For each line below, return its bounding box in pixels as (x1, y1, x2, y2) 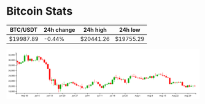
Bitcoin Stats (6, 4, 73, 18)
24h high (83, 26, 107, 34)
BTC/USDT (10, 26, 38, 34)
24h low (118, 26, 141, 34)
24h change (44, 26, 75, 34)
